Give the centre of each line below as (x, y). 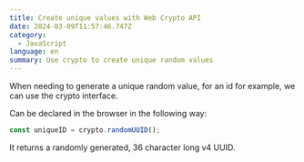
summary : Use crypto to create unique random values (111, 60)
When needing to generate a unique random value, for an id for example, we (152, 86)
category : (28, 35)
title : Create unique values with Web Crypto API (106, 18)
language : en (34, 52)
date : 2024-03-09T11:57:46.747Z (71, 26)
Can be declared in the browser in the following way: (108, 113)
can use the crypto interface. (64, 96)
